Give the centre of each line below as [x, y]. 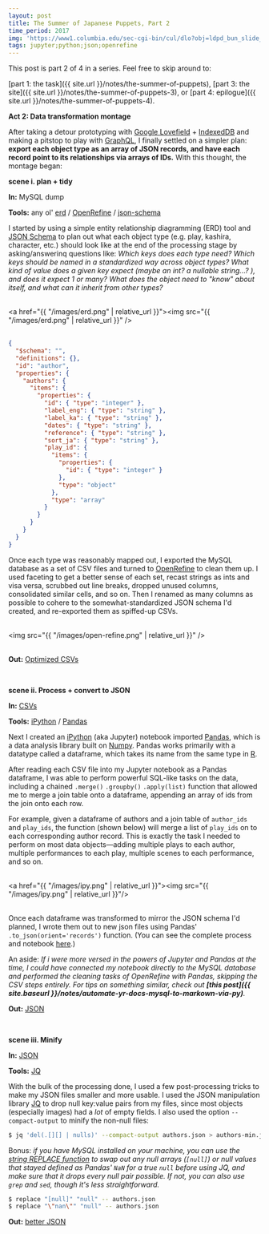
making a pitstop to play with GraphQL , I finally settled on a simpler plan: [128, 140]
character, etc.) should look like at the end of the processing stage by [123, 245]
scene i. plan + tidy [41, 182]
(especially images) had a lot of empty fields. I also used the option [119, 1111]
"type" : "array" [78, 500]
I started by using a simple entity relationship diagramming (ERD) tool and [129, 228]
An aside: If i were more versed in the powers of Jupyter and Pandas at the [132, 959]
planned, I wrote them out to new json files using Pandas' [103, 926]
